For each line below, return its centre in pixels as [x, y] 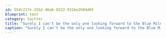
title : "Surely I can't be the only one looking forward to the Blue [78, 23]
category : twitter [24, 19]
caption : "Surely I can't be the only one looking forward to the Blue [80, 28]
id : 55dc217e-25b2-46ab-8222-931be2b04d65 [49, 10]
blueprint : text [22, 14]
